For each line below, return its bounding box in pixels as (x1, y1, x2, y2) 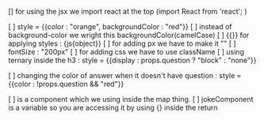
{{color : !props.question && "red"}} (8, 79, 124, 88)
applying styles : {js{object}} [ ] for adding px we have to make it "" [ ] (8, 39, 236, 48)
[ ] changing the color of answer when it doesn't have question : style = (8, 71, 242, 80)
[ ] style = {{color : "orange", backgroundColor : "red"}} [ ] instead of (8, 22, 232, 31)
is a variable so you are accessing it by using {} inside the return (8, 103, 218, 112)
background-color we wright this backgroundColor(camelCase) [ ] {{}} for (8, 31, 250, 39)
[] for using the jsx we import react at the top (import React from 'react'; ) (8, 7, 247, 16)
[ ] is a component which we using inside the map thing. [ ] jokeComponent (8, 95, 254, 103)
